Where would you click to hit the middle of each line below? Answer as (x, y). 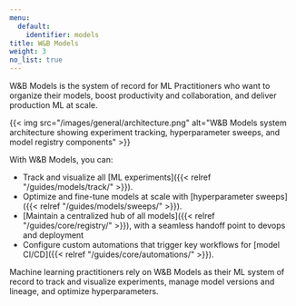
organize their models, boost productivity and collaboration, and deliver (143, 95)
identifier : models (63, 35)
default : (34, 26)
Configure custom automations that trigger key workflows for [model (151, 245)
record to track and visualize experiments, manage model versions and (142, 281)
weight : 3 (28, 52)
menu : (20, 18)
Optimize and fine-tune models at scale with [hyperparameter (138, 197)
